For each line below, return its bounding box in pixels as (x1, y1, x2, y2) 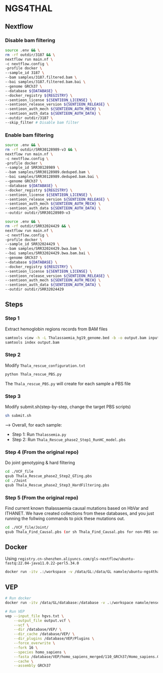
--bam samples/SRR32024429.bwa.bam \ (5, 246, 81, 251)
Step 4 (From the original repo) (5, 449, 79, 455)
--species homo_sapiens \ (14, 650, 66, 655)
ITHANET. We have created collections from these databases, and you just (5, 510, 154, 516)
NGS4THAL (5, 3, 52, 14)
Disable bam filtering (5, 37, 56, 44)
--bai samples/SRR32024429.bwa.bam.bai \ (5, 251, 90, 256)
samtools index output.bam (5, 340, 60, 345)
